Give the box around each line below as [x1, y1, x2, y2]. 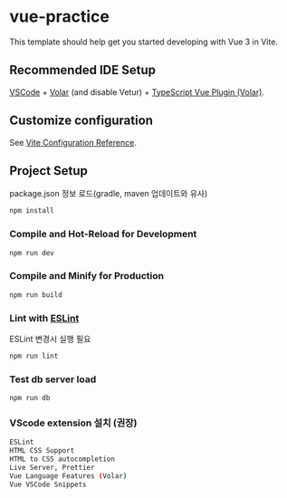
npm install [9, 206, 54, 215]
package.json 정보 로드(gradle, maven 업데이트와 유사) [9, 188, 208, 199]
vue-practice [9, 6, 110, 27]
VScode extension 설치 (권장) [9, 417, 138, 429]
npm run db [9, 394, 51, 403]
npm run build [9, 290, 63, 300]
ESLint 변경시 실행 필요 [9, 333, 91, 344]
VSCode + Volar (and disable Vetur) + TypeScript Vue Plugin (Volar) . [9, 86, 265, 97]
